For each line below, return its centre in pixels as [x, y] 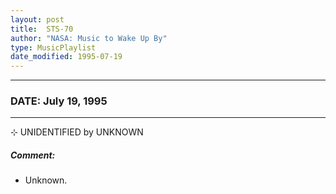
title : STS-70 [42, 29]
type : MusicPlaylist [53, 47]
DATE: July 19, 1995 [59, 101]
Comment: [33, 155]
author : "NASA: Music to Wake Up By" [89, 38]
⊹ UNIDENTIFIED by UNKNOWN [77, 132]
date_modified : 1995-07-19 [66, 57]
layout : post [37, 19]
